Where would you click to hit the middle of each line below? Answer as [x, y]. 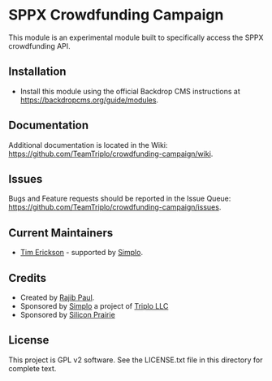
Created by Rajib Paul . [57, 297]
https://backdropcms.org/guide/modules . [89, 100]
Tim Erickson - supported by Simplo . [82, 253]
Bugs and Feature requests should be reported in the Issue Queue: [120, 199]
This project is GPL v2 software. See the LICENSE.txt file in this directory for [136, 360]
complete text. [32, 368]
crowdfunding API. [39, 45]
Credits [28, 278]
